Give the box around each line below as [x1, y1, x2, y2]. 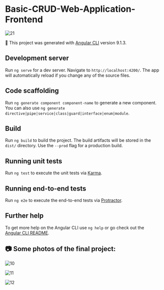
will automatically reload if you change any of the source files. [5, 72, 131, 78]
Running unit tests [5, 157, 62, 165]
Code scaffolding [5, 87, 59, 95]
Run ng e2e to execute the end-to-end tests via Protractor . [5, 197, 123, 203]
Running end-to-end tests [5, 184, 86, 193]
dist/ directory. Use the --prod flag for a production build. [5, 143, 123, 149]
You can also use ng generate [5, 105, 65, 111]
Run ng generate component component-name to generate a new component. [5, 99, 157, 105]
